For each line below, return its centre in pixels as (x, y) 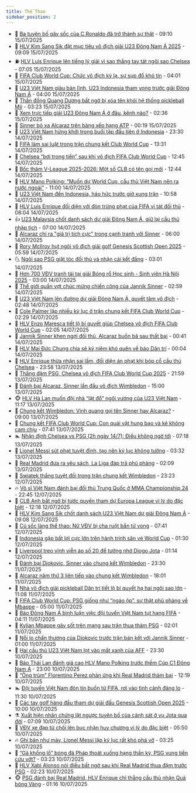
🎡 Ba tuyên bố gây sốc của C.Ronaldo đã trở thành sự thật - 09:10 (93, 33)
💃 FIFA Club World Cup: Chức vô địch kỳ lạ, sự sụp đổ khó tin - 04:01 (97, 75)
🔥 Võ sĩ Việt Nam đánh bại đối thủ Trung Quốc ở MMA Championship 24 (101, 488)
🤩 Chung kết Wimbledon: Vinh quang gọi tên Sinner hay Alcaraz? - (94, 410)
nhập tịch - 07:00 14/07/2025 (50, 227)
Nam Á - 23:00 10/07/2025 (47, 669)
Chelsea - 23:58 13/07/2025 (49, 367)
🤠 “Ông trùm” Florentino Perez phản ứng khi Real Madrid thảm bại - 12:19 (102, 675)
